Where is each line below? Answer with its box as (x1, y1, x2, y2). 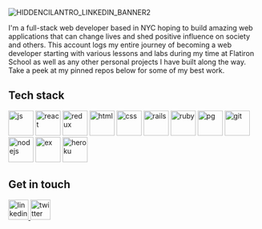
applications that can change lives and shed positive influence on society (8, 32, 251, 41)
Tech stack (8, 89, 65, 102)
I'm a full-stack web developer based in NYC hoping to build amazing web (8, 23, 254, 32)
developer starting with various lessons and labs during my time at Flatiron (8, 49, 255, 58)
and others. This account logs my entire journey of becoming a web (8, 40, 232, 50)
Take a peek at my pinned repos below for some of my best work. (8, 66, 225, 75)
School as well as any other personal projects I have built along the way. (8, 57, 247, 66)
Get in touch (8, 178, 71, 191)
